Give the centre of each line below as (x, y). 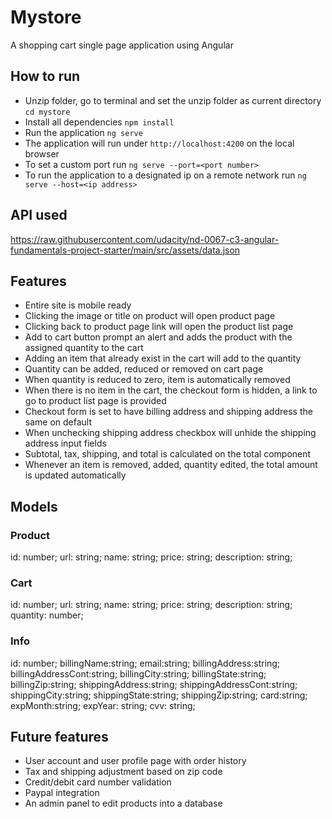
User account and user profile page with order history (135, 761)
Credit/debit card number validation (98, 782)
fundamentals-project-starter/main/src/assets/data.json (125, 250)
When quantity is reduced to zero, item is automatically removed (157, 380)
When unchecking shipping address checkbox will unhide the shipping (170, 433)
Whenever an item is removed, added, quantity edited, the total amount (171, 465)
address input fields (65, 443)
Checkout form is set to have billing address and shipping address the (168, 412)
